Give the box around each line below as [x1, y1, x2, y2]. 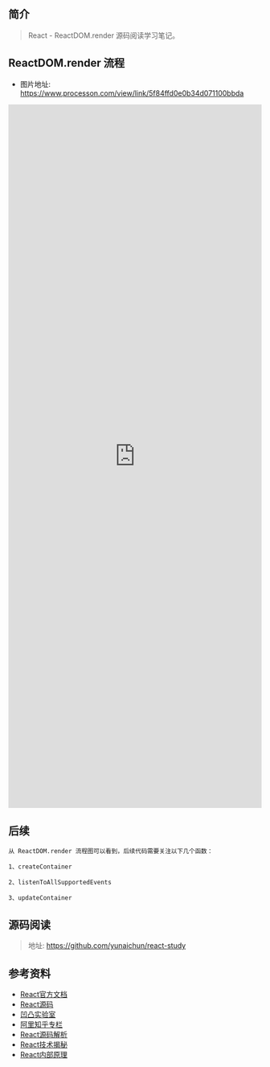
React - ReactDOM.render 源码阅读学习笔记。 [27, 31, 180, 40]
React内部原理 [19, 1050, 68, 1060]
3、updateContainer [8, 894, 72, 902]
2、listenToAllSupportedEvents [8, 879, 112, 887]
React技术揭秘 [19, 1040, 68, 1049]
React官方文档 [19, 990, 68, 999]
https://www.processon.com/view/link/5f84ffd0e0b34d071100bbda [19, 88, 244, 98]
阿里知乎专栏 [19, 1020, 63, 1029]
